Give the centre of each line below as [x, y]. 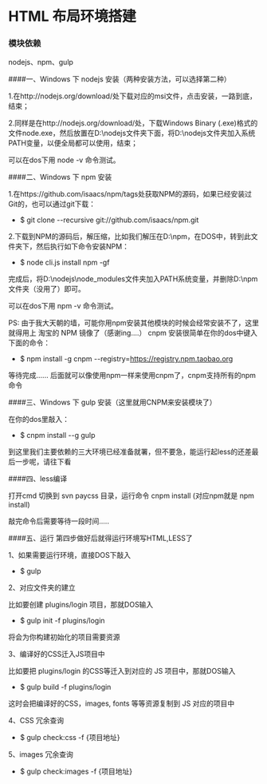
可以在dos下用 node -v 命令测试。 [64, 160]
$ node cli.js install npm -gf [65, 263]
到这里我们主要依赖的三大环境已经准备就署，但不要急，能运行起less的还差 [130, 452]
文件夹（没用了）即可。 [47, 289]
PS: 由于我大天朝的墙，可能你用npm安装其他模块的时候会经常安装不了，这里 [133, 323]
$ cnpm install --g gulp [57, 436]
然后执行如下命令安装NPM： [82, 247]
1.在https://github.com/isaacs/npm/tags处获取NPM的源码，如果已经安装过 [130, 194]
